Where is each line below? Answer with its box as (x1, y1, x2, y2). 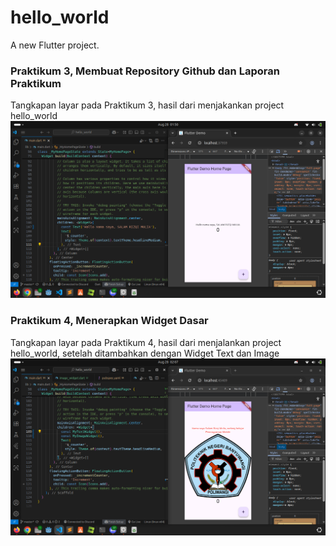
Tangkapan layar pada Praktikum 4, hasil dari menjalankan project (10, 336, 282, 348)
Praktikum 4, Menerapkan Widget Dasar (10, 314, 209, 328)
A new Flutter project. (10, 39, 100, 51)
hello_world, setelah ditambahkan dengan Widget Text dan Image (10, 347, 280, 359)
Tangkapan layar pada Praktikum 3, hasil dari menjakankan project (10, 99, 285, 111)
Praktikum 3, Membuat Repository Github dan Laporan (10, 64, 280, 78)
